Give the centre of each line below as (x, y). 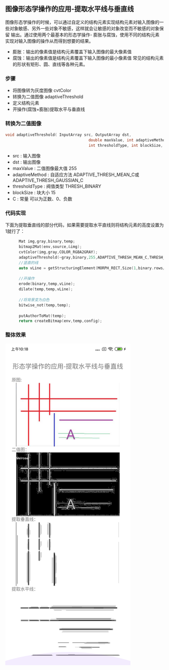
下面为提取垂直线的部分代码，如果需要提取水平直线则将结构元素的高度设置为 (84, 225)
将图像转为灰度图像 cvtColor (42, 91)
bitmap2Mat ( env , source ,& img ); (50, 247)
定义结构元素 (26, 103)
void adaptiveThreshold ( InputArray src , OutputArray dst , (68, 135)
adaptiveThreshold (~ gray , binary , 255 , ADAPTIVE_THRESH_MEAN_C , (84, 257)
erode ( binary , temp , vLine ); (47, 284)
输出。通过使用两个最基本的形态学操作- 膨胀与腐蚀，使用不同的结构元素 (85, 35)
